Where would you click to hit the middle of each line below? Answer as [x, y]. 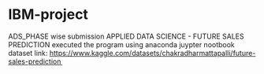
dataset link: [28, 53]
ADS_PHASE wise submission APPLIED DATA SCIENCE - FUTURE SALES [126, 36]
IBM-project [48, 15]
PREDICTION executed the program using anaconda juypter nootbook [121, 44]
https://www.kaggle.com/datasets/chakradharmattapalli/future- [152, 53]
